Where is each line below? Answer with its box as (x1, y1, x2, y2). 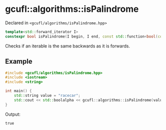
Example (5, 57, 33, 66)
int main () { (5, 88, 32, 93)
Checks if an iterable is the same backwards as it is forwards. (5, 43, 130, 49)
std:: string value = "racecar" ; (14, 93, 81, 98)
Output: (5, 111, 21, 117)
